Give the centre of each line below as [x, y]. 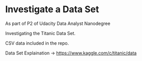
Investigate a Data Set [52, 9]
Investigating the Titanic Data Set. [40, 33]
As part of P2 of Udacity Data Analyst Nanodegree [58, 23]
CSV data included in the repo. [37, 43]
